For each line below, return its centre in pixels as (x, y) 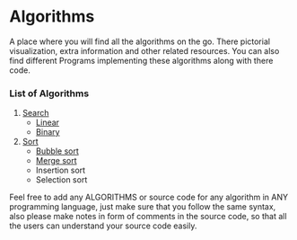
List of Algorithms (49, 93)
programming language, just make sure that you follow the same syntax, (143, 207)
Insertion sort (61, 170)
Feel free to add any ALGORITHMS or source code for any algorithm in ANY (149, 197)
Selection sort (61, 180)
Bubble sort (57, 151)
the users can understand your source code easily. (103, 226)
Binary (48, 132)
